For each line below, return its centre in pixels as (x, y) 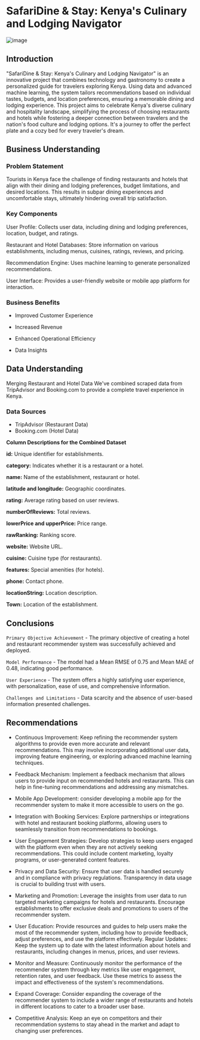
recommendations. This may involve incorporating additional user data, (102, 750)
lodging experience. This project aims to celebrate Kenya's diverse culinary (99, 105)
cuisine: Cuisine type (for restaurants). (54, 558)
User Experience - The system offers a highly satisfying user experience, (96, 680)
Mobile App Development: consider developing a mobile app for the (98, 798)
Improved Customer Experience (54, 315)
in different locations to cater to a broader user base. (80, 1006)
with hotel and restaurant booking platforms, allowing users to (91, 823)
